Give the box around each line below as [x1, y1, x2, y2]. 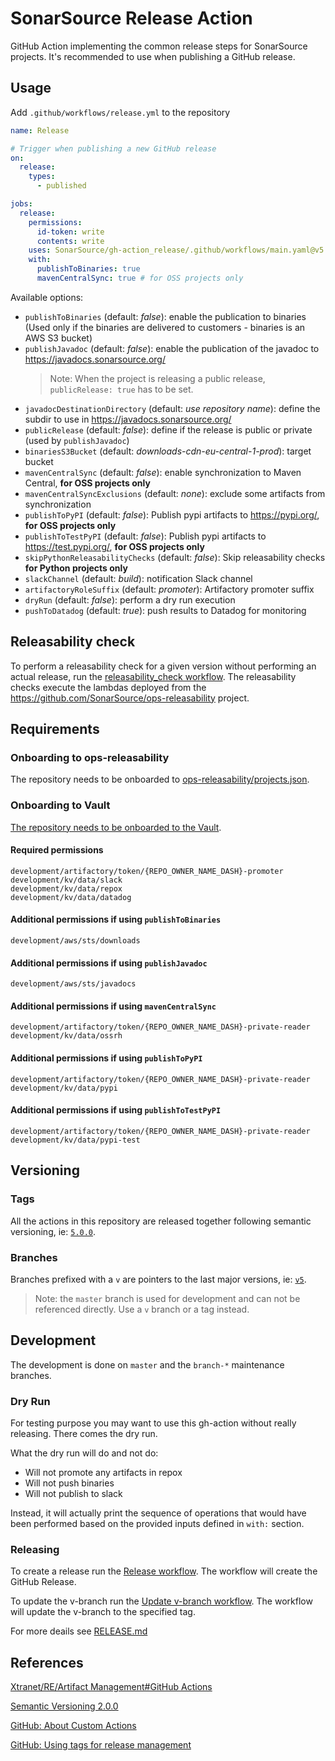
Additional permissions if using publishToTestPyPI [10, 1104, 222, 1116]
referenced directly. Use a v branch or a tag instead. [34, 1303, 250, 1315]
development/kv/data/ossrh [10, 1031, 123, 1041]
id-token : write [36, 227, 105, 237]
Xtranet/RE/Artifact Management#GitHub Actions [10, 1681, 213, 1693]
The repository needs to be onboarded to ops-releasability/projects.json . [10, 773, 310, 786]
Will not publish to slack [24, 1487, 123, 1499]
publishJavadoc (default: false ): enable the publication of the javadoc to [24, 342, 320, 354]
